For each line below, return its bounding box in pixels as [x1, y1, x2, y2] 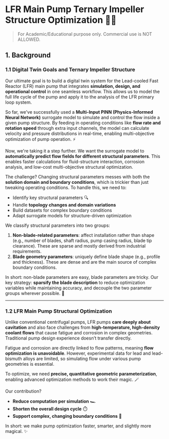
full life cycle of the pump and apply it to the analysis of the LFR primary [5, 93, 154, 100]
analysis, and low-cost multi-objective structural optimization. [5, 164, 133, 170]
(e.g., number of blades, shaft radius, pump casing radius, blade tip [12, 237, 152, 243]
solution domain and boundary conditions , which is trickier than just [5, 179, 149, 185]
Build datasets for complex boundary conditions [12, 207, 112, 213]
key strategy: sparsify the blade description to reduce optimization [5, 279, 146, 285]
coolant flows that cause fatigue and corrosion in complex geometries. [5, 329, 153, 335]
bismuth [5, 355, 22, 362]
